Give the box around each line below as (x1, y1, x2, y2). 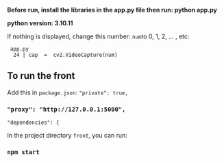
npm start (7, 149, 40, 156)
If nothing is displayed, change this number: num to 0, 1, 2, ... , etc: (7, 32, 190, 40)
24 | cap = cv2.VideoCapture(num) (13, 51, 118, 58)
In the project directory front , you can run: (7, 131, 128, 140)
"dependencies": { (7, 119, 60, 126)
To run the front (7, 70, 75, 81)
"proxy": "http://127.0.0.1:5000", (7, 105, 126, 113)
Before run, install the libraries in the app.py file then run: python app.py (7, 6, 217, 14)
